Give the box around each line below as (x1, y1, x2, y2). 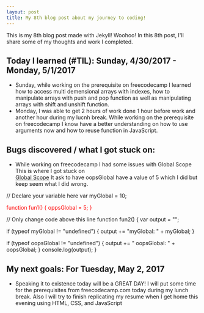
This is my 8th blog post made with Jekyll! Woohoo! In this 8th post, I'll (6, 31, 184, 39)
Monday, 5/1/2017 (6, 65, 76, 75)
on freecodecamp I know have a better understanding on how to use (15, 120, 188, 128)
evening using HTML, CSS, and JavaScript (15, 299, 122, 306)
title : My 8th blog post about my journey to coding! (6, 15, 147, 21)
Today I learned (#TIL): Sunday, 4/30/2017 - (6, 56, 177, 66)
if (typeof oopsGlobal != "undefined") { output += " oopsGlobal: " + (6, 240, 175, 247)
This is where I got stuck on (15, 168, 86, 175)
